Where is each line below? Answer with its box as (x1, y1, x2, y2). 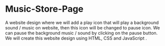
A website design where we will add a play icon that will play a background (5, 20, 159, 25)
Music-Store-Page (5, 3, 84, 15)
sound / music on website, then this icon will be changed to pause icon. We (5, 24, 161, 30)
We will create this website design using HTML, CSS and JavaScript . (5, 35, 147, 41)
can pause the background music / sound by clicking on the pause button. (5, 30, 158, 36)
